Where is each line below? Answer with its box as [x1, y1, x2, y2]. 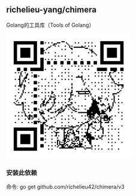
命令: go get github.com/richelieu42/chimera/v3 [6, 183, 125, 191]
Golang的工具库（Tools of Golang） [6, 21, 95, 29]
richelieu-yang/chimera [6, 5, 97, 15]
